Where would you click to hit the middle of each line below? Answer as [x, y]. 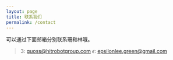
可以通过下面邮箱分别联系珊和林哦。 [50, 40]
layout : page [22, 11]
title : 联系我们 [24, 17]
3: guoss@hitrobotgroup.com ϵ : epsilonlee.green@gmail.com [94, 51]
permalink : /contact [31, 22]
